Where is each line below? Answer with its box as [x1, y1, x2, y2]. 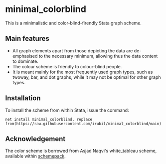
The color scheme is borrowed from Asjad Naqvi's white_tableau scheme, [5, 148, 157, 154]
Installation [5, 94, 41, 103]
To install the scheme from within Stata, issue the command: [5, 107, 129, 113]
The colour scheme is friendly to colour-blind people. [12, 63, 122, 69]
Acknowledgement [5, 135, 66, 143]
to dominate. [12, 58, 38, 64]
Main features [5, 34, 50, 43]
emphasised [12, 53, 38, 59]
